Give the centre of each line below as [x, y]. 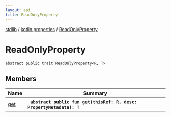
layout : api [18, 10]
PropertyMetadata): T [53, 108]
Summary [95, 93]
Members [21, 79]
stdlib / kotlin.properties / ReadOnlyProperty [52, 29]
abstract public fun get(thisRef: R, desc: [84, 102]
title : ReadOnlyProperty [32, 15]
